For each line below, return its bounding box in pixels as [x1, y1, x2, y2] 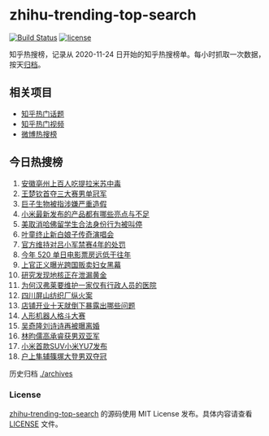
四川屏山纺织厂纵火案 [20, 290, 93, 300]
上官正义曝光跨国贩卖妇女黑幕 [20, 259, 121, 269]
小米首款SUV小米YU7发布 [20, 341, 108, 351]
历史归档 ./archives [9, 368, 73, 378]
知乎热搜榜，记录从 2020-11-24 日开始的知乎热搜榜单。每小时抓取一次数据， [9, 49, 266, 59]
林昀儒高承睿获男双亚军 [20, 331, 100, 341]
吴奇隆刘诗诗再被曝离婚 [20, 320, 100, 330]
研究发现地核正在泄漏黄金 [20, 270, 107, 280]
